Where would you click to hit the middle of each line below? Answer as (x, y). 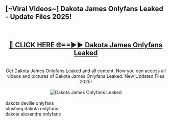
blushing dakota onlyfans (32, 108)
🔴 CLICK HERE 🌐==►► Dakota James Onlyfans (86, 45)
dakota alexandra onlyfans (33, 114)
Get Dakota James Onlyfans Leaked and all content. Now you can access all (86, 71)
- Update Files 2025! (39, 17)
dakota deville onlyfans (30, 103)
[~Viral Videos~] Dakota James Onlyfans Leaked (84, 9)
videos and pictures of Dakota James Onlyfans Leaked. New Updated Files (86, 76)
